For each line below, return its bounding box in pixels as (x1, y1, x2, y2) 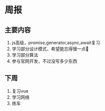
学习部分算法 (11, 52, 38, 58)
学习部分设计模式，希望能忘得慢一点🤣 (11, 46, 89, 52)
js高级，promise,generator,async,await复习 (11, 40, 100, 45)
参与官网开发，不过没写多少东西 (11, 58, 77, 64)
